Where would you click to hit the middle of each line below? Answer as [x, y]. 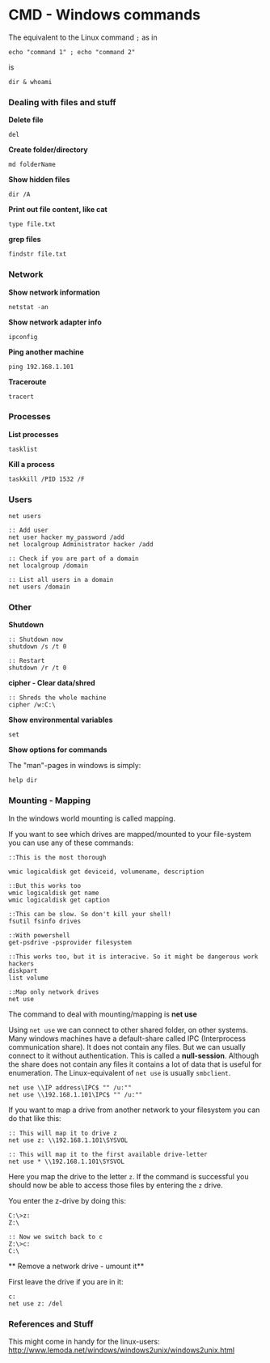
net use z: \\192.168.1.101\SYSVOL [68, 1140]
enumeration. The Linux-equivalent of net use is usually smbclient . [120, 1072]
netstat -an [28, 307]
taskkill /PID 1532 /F [46, 479]
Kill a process [32, 464]
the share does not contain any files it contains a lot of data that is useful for [135, 1064]
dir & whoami [30, 82]
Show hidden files [39, 180]
